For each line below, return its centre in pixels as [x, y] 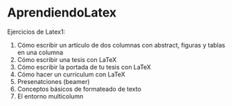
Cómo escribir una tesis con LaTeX [67, 59]
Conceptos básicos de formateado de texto [79, 89]
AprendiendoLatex [62, 13]
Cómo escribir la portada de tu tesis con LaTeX [84, 67]
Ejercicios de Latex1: [36, 32]
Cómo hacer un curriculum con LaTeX [71, 74]
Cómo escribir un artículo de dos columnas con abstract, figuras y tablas [121, 45]
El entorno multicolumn [50, 96]
